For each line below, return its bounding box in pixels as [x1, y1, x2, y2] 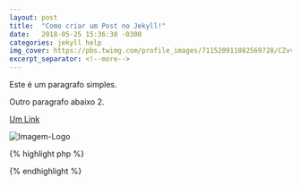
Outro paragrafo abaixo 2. [9, 97, 105, 107]
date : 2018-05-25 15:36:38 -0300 [9, 29, 142, 38]
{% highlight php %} [9, 148, 85, 159]
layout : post [9, 13, 58, 22]
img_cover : [9, 46, 50, 55]
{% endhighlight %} [9, 166, 82, 176]
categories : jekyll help [9, 38, 102, 47]
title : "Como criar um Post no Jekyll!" [9, 21, 167, 30]
